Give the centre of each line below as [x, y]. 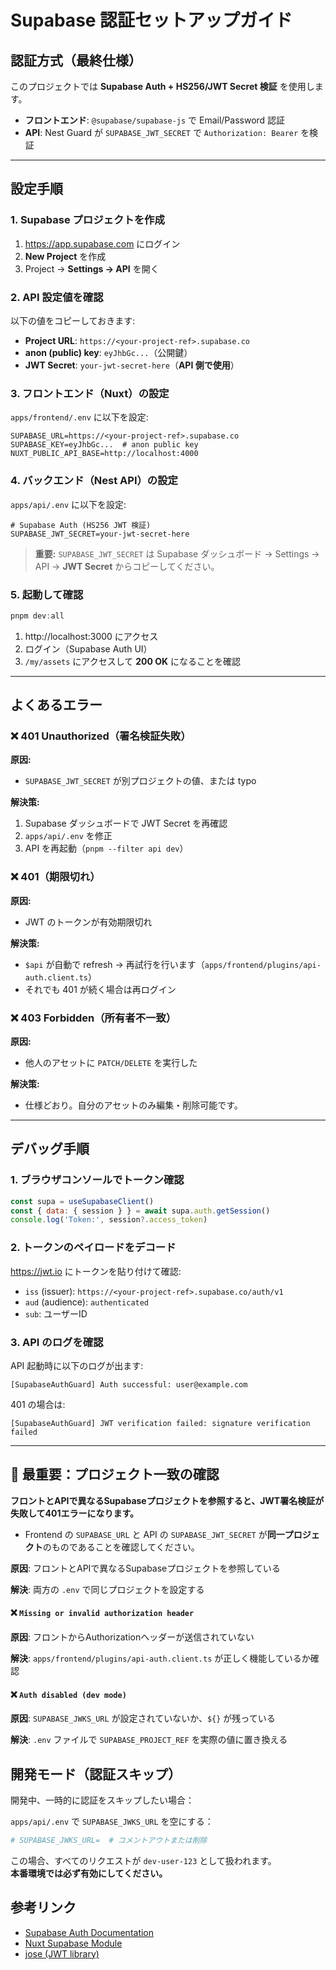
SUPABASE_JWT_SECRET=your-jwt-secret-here [100, 534]
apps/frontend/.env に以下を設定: [79, 417]
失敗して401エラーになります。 [75, 1513]
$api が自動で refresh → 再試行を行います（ [114, 964]
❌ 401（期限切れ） [55, 877]
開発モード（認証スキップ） [96, 1774]
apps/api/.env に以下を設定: [68, 504]
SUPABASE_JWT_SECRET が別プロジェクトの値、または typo [140, 781]
